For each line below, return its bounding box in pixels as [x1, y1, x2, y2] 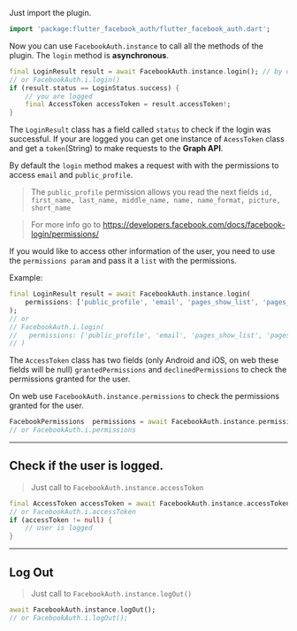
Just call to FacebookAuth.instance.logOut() [30, 589, 193, 598]
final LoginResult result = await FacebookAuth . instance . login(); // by [9, 66, 283, 76]
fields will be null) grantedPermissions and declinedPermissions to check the [9, 365, 287, 375]
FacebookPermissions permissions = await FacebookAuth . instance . [9, 418, 259, 427]
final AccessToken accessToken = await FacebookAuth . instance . [9, 499, 247, 508]
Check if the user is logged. [9, 458, 164, 473]
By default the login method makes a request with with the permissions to [9, 160, 279, 171]
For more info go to [30, 219, 102, 230]
